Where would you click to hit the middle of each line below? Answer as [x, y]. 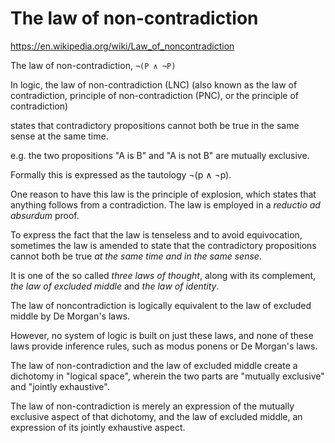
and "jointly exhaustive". [60, 386]
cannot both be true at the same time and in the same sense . [136, 256]
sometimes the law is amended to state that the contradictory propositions [163, 245]
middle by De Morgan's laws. [70, 316]
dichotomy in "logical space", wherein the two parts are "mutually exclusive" [167, 376]
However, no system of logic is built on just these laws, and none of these [162, 335]
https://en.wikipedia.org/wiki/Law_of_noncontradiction [122, 46]
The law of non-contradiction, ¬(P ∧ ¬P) [93, 65]
